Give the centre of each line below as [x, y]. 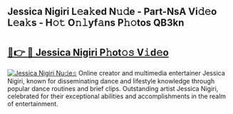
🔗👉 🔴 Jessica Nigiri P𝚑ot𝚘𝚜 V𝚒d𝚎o [88, 52]
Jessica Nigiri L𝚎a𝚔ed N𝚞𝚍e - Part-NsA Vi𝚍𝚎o [112, 12]
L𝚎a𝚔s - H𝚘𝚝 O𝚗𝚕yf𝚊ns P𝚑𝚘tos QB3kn [96, 23]
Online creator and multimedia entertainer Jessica [152, 73]
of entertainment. [33, 104]
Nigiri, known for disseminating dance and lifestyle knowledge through [111, 81]
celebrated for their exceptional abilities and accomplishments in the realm [117, 96]
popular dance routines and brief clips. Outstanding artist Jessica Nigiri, [113, 89]
